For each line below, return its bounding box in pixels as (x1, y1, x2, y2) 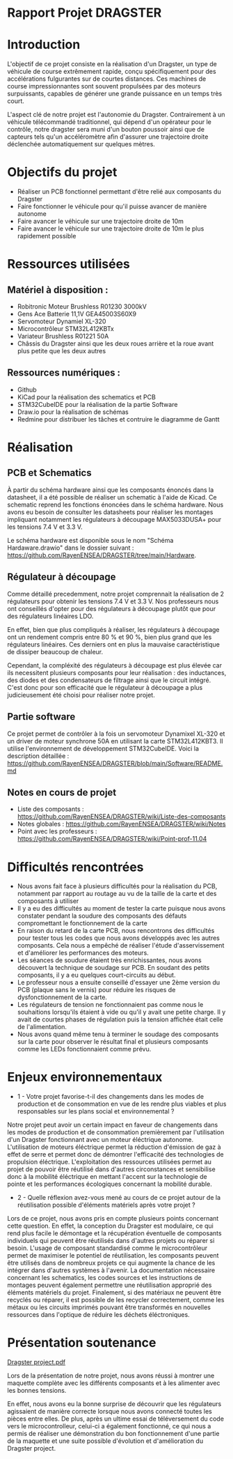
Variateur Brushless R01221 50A (17, 332, 109, 341)
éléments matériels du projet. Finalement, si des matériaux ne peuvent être (7, 1288, 221, 1297)
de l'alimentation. (17, 1023, 67, 1031)
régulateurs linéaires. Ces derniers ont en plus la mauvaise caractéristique (7, 640, 220, 649)
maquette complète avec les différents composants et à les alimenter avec (7, 1379, 220, 1387)
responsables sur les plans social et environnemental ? (17, 1107, 175, 1116)
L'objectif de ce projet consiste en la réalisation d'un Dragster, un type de (7, 60, 217, 68)
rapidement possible (17, 232, 77, 240)
